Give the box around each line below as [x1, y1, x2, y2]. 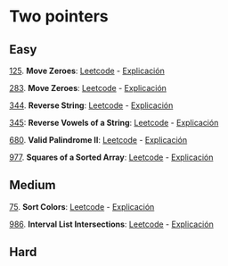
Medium [9, 178, 56, 193]
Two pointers [9, 6, 109, 27]
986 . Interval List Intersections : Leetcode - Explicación [9, 219, 214, 229]
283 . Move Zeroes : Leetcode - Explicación [9, 83, 167, 93]
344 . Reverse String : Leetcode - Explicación [9, 100, 174, 111]
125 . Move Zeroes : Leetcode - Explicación [9, 65, 165, 76]
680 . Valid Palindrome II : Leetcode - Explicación [9, 135, 188, 145]
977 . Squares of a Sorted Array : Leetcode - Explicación [9, 152, 214, 162]
